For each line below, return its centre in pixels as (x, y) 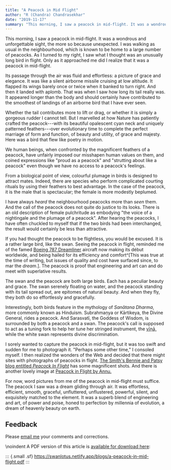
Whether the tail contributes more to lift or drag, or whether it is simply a (81, 113)
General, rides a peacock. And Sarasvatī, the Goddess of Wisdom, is (77, 318)
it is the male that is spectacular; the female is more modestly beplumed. (81, 192)
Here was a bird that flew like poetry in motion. (54, 140)
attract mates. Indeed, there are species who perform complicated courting (84, 181)
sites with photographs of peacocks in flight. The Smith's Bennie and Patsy (84, 360)
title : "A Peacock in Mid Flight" (42, 10)
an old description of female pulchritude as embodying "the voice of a (79, 213)
